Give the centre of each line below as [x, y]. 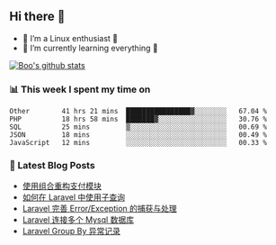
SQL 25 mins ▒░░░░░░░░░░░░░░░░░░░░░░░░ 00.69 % [138, 127]
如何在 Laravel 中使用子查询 [74, 197]
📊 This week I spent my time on [80, 89]
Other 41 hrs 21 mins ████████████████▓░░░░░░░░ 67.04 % [138, 112]
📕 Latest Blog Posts [53, 166]
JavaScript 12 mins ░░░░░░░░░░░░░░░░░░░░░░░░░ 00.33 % [138, 143]
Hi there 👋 [37, 17]
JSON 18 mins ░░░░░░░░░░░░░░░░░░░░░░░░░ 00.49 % [138, 135]
